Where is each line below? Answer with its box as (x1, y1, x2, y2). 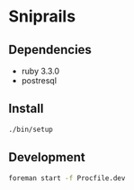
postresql (21, 75, 58, 86)
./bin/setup (8, 125, 53, 134)
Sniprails (8, 6, 76, 27)
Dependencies (8, 42, 92, 57)
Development (8, 150, 86, 165)
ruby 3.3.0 (21, 65, 60, 76)
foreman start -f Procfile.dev (8, 173, 126, 183)
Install (8, 101, 44, 117)
